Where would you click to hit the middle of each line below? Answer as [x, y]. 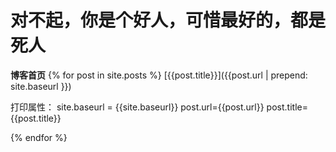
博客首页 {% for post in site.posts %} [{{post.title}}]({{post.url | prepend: [159, 75]
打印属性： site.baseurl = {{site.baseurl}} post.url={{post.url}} [137, 107]
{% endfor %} [39, 137]
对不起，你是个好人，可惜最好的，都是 [168, 20]
